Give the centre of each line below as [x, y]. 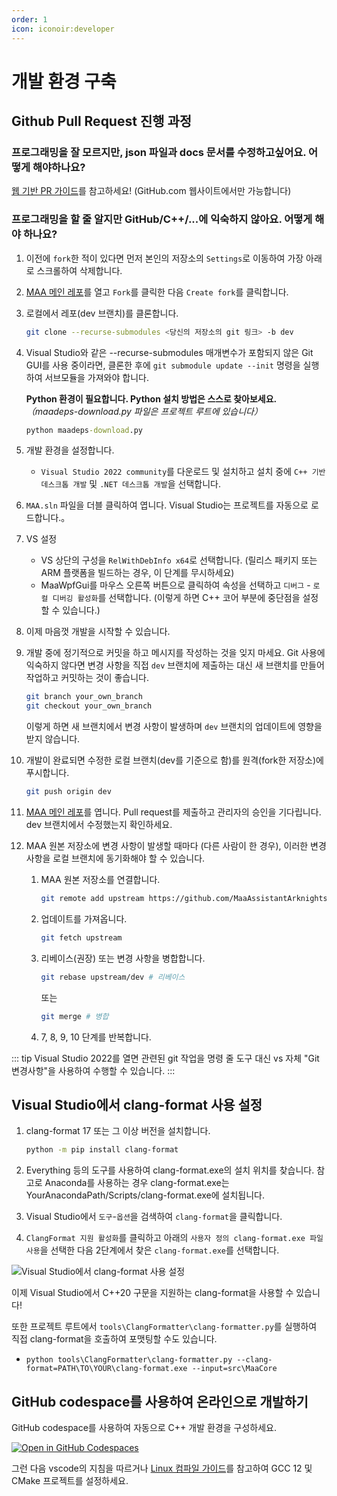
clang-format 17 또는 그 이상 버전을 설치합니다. [118, 1131]
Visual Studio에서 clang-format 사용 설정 [137, 1104]
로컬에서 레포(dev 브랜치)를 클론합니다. [102, 313]
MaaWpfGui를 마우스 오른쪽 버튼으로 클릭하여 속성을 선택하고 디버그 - [175, 585]
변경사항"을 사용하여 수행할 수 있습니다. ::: [93, 1070]
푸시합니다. [47, 773]
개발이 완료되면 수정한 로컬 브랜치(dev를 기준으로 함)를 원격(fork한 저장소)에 [174, 760]
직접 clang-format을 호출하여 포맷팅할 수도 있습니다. [114, 1339]
